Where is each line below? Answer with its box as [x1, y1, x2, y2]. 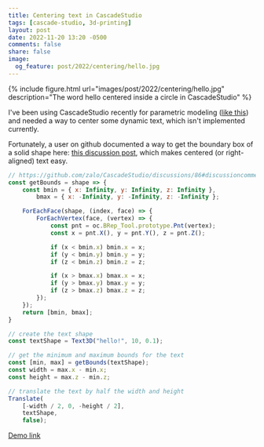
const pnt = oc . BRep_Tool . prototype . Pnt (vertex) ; [49, 222, 216, 230]
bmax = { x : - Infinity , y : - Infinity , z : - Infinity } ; [36, 193, 220, 201]
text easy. [36, 156, 68, 165]
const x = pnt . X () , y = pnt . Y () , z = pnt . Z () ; [49, 229, 206, 237]
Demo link [8, 431, 41, 440]
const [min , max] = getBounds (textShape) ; [8, 358, 149, 367]
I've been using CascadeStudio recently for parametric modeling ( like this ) [8, 107, 249, 117]
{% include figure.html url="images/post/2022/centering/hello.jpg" [8, 84, 225, 93]
